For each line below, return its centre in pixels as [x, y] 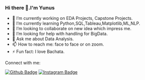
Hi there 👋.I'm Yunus [30, 8]
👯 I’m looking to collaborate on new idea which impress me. [72, 29]
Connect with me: [23, 63]
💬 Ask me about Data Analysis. [43, 39]
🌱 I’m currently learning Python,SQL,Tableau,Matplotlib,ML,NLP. [76, 23]
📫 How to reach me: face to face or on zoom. [58, 44]
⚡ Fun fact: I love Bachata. [38, 52]
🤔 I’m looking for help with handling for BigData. [60, 34]
